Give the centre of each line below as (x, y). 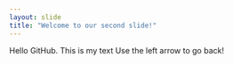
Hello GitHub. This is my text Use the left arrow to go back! (117, 50)
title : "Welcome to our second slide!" (83, 25)
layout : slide (36, 17)
